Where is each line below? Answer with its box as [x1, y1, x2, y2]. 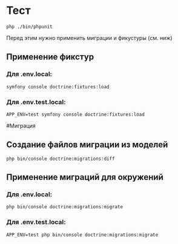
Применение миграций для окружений [6, 172, 163, 182]
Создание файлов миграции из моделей [6, 140, 168, 150]
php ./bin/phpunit [6, 24, 53, 30]
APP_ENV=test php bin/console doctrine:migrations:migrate [6, 231, 159, 238]
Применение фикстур [6, 52, 94, 62]
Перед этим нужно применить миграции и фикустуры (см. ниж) [6, 34, 173, 41]
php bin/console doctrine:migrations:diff [6, 156, 115, 162]
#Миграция [6, 122, 36, 129]
